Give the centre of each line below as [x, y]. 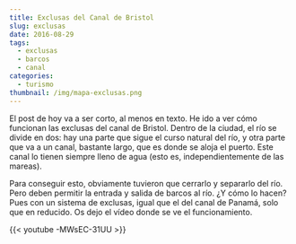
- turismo [35, 84]
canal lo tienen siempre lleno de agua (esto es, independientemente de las [147, 156]
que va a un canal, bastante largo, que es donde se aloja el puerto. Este [141, 147]
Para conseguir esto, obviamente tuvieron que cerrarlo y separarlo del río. [146, 183]
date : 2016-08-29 [42, 34]
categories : [31, 76]
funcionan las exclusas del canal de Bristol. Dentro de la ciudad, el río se [143, 127]
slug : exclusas [38, 26]
